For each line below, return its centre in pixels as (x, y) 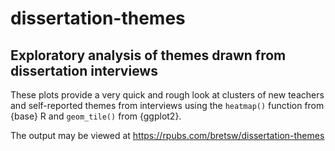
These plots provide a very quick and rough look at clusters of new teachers (167, 95)
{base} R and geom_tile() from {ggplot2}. (96, 116)
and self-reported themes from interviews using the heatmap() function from (167, 105)
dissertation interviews (84, 70)
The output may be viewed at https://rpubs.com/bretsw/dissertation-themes (167, 135)
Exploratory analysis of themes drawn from (148, 55)
